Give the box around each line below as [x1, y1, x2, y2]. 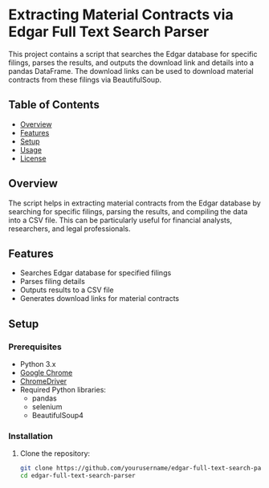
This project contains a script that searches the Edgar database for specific [8, 49, 258, 59]
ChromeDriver [19, 376, 67, 386]
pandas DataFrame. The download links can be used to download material [8, 66, 255, 75]
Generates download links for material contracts [19, 294, 179, 303]
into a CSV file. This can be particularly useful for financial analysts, [8, 215, 233, 225]
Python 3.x [19, 360, 56, 369]
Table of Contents [8, 98, 100, 112]
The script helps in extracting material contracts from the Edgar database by [8, 198, 261, 208]
